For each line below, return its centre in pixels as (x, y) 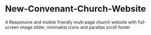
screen (12, 27)
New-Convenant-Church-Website (75, 9)
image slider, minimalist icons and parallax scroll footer (75, 27)
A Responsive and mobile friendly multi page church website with (71, 22)
